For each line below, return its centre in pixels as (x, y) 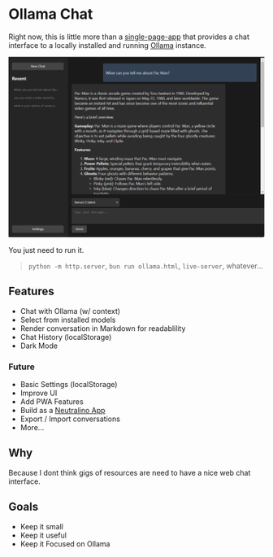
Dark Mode (39, 346)
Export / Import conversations (70, 419)
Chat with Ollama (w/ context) (70, 311)
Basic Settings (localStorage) (69, 384)
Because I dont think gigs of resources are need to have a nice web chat (130, 472)
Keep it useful (43, 535)
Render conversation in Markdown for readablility (103, 328)
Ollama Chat (51, 14)
